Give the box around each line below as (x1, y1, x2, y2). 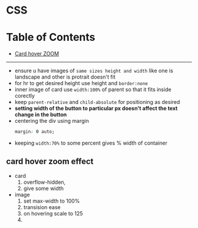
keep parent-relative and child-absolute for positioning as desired (14, 99, 180, 106)
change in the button (14, 111, 67, 118)
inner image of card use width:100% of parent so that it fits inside (14, 86, 172, 93)
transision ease (23, 203, 61, 210)
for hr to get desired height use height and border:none (14, 80, 148, 87)
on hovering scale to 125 (23, 210, 84, 217)
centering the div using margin (14, 118, 90, 125)
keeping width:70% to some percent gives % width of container (14, 139, 168, 146)
